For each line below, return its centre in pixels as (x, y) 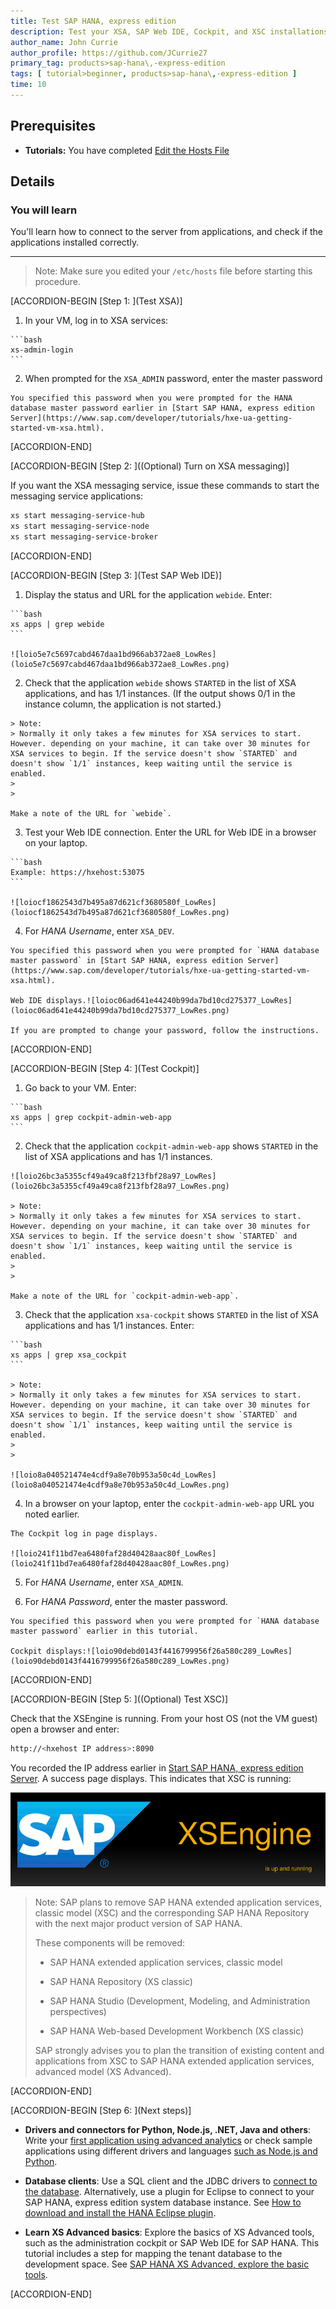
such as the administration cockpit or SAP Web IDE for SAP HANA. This (172, 2243)
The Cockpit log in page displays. (84, 1534)
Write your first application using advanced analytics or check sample (168, 2141)
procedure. (58, 282)
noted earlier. (52, 1514)
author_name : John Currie (64, 42)
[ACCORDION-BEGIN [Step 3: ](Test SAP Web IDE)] (116, 575)
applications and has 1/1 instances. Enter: (109, 1325)
